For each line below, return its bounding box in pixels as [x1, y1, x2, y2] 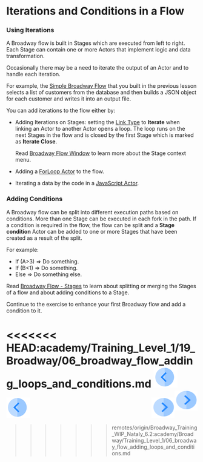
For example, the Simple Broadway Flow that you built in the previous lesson [6, 82, 197, 90]
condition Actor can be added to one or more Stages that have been [6, 228, 178, 235]
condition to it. [6, 307, 42, 314]
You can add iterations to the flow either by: [6, 107, 116, 114]
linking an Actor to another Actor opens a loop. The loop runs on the [15, 125, 185, 133]
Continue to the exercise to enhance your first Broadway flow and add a [6, 300, 186, 308]
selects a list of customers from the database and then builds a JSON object [6, 89, 197, 96]
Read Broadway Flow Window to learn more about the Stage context [15, 150, 187, 157]
